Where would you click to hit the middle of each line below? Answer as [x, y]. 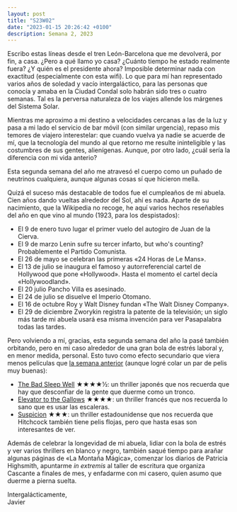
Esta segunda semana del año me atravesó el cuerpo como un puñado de [115, 171]
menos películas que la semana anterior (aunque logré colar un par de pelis [117, 363]
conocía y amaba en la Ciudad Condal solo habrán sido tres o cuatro [107, 91]
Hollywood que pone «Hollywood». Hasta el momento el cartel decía [117, 274]
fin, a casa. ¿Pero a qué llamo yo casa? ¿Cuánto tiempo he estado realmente [118, 62]
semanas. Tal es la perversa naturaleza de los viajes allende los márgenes [115, 99]
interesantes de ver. [46, 430]
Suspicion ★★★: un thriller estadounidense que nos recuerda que [115, 414]
